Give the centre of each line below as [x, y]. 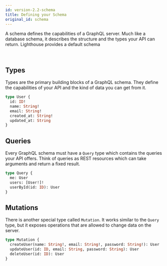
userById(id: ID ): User [35, 187]
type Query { [19, 173]
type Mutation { [22, 240]
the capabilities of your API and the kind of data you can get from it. [76, 88]
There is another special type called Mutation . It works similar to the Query [82, 220]
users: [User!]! [27, 183]
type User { [18, 97]
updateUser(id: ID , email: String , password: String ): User [74, 249]
